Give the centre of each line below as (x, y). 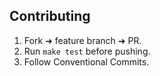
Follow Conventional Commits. (86, 61)
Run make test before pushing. (87, 51)
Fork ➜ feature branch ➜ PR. (82, 40)
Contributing (50, 16)
